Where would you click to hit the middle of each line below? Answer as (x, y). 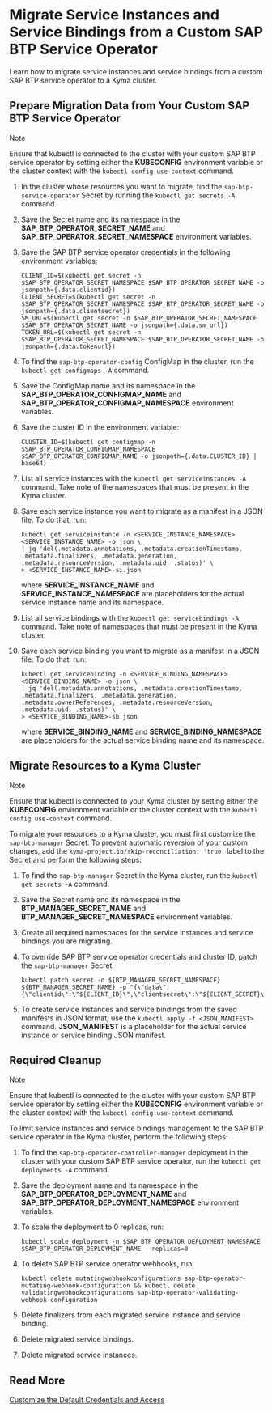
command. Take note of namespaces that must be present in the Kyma (139, 626)
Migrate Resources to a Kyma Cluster (105, 766)
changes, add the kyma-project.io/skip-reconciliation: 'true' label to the (137, 850)
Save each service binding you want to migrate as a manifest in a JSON (140, 651)
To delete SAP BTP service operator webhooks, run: (108, 1264)
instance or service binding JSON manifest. (93, 1035)
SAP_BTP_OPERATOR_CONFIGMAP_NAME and (101, 394)
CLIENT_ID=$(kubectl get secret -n (81, 276)
